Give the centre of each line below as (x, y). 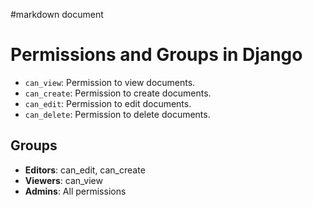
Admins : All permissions (75, 191)
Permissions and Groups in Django (156, 55)
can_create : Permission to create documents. (118, 93)
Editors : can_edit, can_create (85, 170)
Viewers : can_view (63, 180)
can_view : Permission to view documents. (110, 82)
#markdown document (57, 14)
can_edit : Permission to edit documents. (108, 103)
